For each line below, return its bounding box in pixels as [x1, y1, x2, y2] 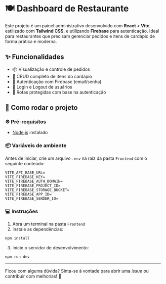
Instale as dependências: [12, 226, 63, 232]
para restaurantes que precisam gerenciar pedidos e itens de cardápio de [5, 33, 155, 39]
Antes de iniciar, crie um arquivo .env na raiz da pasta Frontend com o [5, 155, 147, 161]
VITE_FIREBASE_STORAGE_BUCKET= [5, 188, 70, 192]
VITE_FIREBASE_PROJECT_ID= [5, 183, 61, 188]
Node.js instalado [12, 130, 48, 136]
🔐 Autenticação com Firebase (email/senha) [12, 79, 102, 85]
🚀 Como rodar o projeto [5, 103, 78, 112]
